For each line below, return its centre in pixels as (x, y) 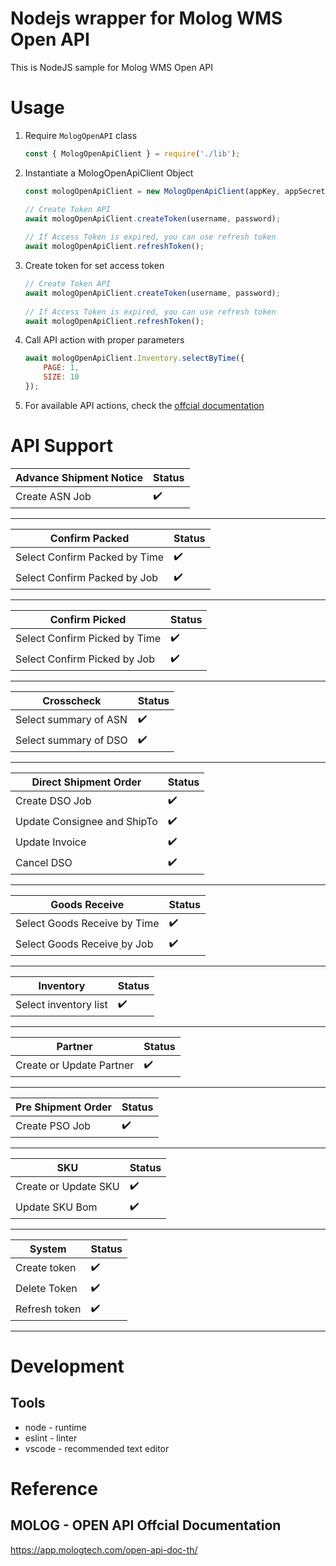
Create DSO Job (53, 801)
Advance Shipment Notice (79, 477)
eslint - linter (51, 1438)
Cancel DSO (44, 863)
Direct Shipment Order (86, 782)
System (48, 1249)
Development (67, 1366)
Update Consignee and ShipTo (86, 822)
